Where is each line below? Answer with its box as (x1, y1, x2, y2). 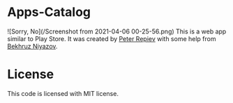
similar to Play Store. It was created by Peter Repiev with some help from (7, 34, 216, 42)
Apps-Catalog (7, 4, 91, 20)
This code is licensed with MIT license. (7, 89, 119, 97)
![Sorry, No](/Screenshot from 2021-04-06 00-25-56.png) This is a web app (7, 27, 227, 35)
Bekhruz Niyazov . (7, 42, 58, 50)
